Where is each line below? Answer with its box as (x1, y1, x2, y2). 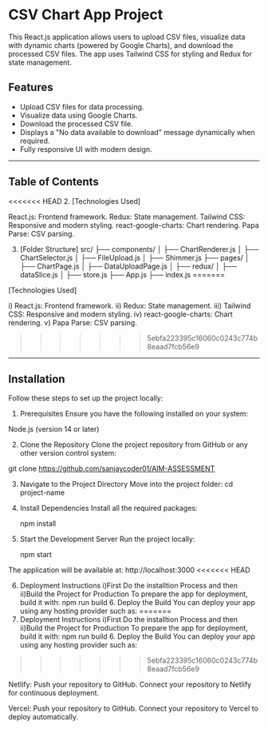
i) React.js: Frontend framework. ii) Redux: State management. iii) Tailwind (8, 301, 251, 310)
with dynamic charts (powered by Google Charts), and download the (8, 40, 234, 50)
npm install (19, 519, 57, 528)
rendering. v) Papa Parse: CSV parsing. (8, 317, 137, 327)
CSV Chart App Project (8, 6, 164, 24)
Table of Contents (8, 175, 100, 189)
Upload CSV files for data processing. (19, 102, 144, 111)
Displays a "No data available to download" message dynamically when (19, 127, 255, 137)
